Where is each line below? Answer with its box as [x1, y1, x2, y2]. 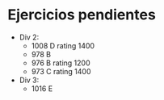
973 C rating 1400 [31, 66, 91, 76]
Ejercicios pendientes [7, 6, 157, 24]
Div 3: [19, 75, 40, 85]
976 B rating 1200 [31, 58, 90, 68]
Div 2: [19, 32, 40, 42]
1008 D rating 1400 [31, 40, 95, 50]
